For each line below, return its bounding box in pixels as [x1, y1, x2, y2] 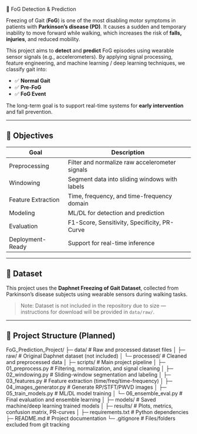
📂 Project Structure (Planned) [6, 331, 116, 341]
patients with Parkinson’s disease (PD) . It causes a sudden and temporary [6, 23, 186, 30]
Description [111, 148, 145, 156]
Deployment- [9, 235, 47, 243]
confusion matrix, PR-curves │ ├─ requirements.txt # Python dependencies [6, 409, 189, 416]
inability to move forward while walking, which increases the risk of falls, [6, 29, 182, 36]
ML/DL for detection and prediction [67, 208, 165, 217]
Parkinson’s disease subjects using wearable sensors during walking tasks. [6, 291, 188, 298]
